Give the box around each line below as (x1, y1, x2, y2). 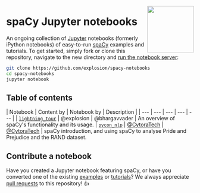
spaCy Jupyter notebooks (6, 15, 138, 29)
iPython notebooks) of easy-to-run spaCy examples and (6, 41, 145, 48)
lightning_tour (18, 116, 57, 122)
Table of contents (6, 92, 73, 102)
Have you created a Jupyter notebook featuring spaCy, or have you (6, 167, 171, 174)
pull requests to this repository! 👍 (6, 180, 89, 187)
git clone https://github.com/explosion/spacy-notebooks (6, 65, 151, 71)
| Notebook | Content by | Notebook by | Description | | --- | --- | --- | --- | (6, 108, 189, 116)
